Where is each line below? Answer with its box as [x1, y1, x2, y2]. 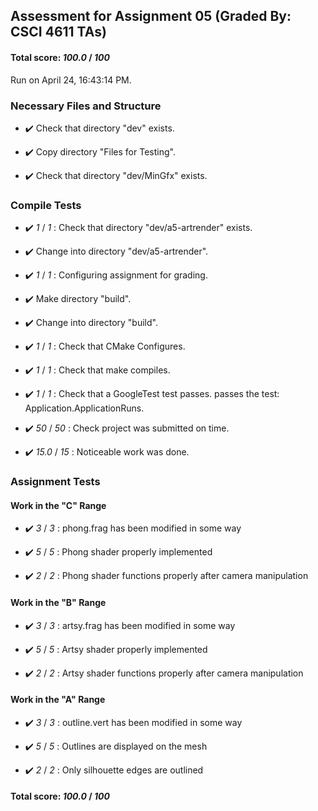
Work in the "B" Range [10, 596, 107, 608]
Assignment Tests [10, 475, 101, 489]
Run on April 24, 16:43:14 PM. [10, 74, 132, 86]
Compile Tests [10, 198, 82, 212]
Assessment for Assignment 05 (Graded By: [10, 8, 292, 25]
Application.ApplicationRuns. [24, 402, 145, 414]
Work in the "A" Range [10, 694, 106, 706]
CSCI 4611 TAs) [10, 24, 107, 41]
